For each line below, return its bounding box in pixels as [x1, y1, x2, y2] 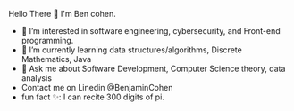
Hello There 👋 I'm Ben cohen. [8, 9, 117, 19]
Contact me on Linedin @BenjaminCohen [21, 83, 173, 92]
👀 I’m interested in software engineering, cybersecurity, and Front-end [21, 26, 281, 36]
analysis [21, 73, 53, 83]
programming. [21, 36, 74, 45]
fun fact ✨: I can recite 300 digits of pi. [21, 91, 164, 102]
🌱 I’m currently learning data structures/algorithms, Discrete [21, 44, 242, 55]
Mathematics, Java [21, 54, 92, 64]
